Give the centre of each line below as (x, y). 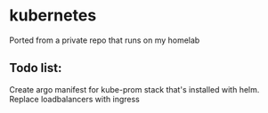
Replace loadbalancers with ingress (74, 99)
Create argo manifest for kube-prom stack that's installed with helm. (134, 89)
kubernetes (53, 16)
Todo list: (36, 68)
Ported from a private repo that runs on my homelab (105, 40)
